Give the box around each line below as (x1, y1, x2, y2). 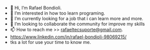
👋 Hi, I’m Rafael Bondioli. (10, 5, 62, 11)
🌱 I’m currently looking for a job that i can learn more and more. (10, 16, 144, 21)
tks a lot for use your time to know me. (10, 39, 91, 45)
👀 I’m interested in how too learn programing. (10, 10, 106, 16)
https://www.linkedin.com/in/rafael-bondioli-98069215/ (10, 34, 127, 40)
